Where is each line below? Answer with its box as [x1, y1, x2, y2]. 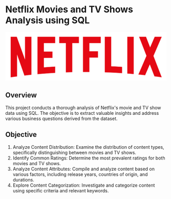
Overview [5, 91, 37, 99]
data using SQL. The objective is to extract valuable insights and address [5, 110, 159, 116]
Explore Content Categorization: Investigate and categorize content [12, 182, 155, 188]
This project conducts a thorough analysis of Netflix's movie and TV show [5, 104, 161, 111]
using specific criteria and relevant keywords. [12, 187, 109, 193]
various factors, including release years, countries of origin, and [12, 171, 148, 177]
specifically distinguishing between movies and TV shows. [12, 149, 137, 155]
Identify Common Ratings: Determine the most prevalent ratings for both [12, 155, 165, 161]
